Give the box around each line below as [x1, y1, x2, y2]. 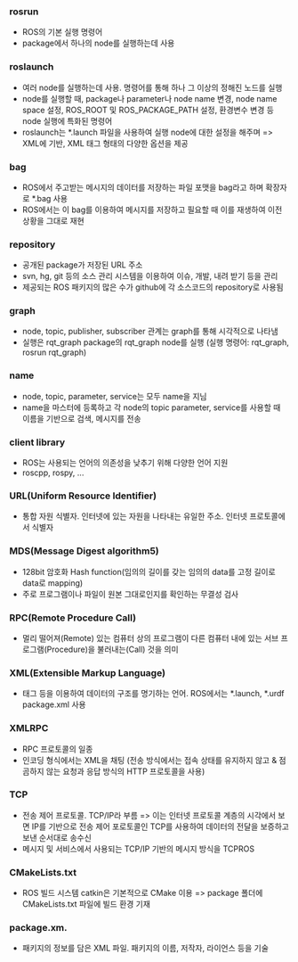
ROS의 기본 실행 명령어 [21, 27, 103, 37]
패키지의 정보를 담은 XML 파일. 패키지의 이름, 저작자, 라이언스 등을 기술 [21, 942, 270, 954]
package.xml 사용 [21, 699, 86, 710]
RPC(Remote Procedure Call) [9, 612, 136, 624]
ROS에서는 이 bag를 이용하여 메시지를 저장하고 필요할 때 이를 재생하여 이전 [21, 204, 283, 215]
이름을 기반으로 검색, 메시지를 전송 [21, 413, 141, 423]
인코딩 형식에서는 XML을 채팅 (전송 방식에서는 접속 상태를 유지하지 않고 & [21, 754, 278, 765]
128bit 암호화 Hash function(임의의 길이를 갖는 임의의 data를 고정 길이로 [21, 566, 276, 577]
